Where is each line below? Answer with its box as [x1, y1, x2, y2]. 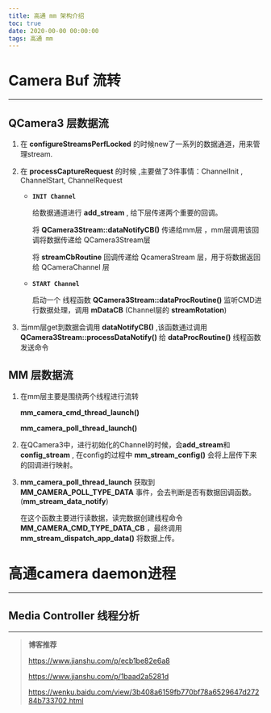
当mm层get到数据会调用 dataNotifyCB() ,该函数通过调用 [19, 322, 208, 332]
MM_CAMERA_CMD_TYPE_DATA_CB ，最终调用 [19, 522, 183, 533]
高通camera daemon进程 [8, 564, 176, 582]
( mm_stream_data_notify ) [19, 496, 109, 505]
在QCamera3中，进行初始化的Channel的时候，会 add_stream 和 [19, 439, 231, 449]
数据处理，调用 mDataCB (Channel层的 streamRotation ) [39, 305, 227, 315]
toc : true [8, 19, 42, 27]
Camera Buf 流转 [8, 72, 121, 90]
